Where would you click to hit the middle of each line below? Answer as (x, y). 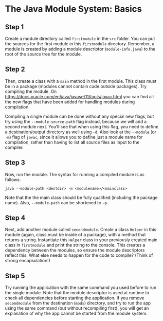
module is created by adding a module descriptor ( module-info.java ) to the (80, 49)
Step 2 (15, 69)
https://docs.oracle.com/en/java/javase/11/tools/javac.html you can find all (80, 96)
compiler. (14, 147)
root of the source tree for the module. (44, 54)
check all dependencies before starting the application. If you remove (75, 298)
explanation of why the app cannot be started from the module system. (76, 313)
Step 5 (15, 276)
